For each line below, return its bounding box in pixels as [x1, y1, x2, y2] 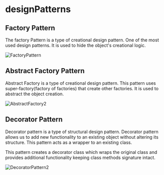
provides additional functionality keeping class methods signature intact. [5, 154, 156, 160]
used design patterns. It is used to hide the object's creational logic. [5, 42, 146, 48]
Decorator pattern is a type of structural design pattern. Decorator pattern [5, 129, 158, 135]
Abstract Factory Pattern [5, 67, 85, 75]
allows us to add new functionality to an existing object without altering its [5, 134, 158, 140]
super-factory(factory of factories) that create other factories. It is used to [5, 85, 159, 91]
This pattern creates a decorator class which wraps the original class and [5, 149, 157, 155]
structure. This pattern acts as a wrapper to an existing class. [5, 139, 132, 145]
